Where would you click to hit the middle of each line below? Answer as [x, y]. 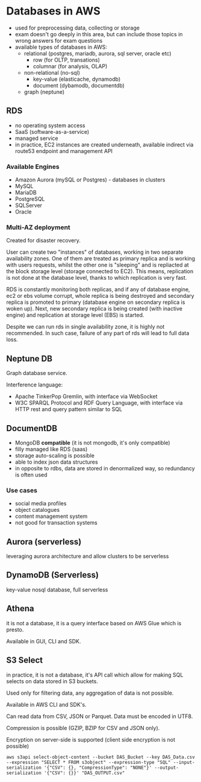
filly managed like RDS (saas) [51, 449]
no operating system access [50, 125]
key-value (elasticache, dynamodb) [77, 79]
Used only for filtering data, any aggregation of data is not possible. [90, 693]
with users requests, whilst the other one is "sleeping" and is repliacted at [98, 265]
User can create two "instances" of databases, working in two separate [95, 252]
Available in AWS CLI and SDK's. [46, 704]
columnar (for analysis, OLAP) [70, 66]
